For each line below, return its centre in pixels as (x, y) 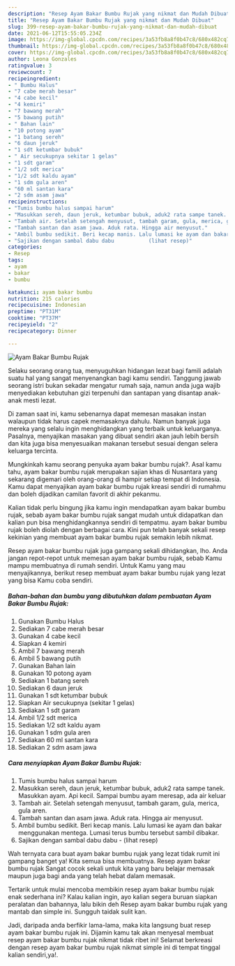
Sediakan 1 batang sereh (53, 680)
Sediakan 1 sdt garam (49, 710)
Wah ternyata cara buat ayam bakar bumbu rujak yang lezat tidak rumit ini (114, 853)
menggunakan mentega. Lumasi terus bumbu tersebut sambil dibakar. (119, 832)
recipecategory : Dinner (43, 331)
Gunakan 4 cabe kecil (49, 636)
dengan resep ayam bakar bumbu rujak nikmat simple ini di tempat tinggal (114, 947)
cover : (17, 53)
